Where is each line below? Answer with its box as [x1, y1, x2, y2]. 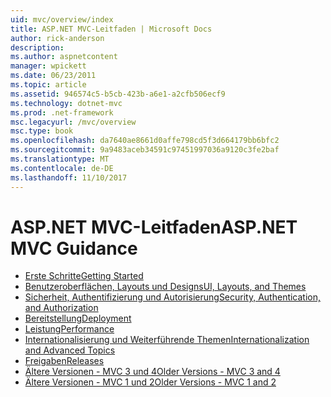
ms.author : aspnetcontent [10, 52, 118, 62]
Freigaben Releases [24, 355, 105, 367]
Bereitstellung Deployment [24, 312, 132, 325]
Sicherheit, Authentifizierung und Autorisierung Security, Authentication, [24, 291, 322, 303]
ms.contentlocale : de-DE [10, 163, 114, 173]
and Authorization [24, 302, 99, 314]
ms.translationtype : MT [10, 154, 110, 164]
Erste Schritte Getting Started [24, 270, 144, 282]
